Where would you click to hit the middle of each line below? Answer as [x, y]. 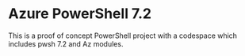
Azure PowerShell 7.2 [80, 14]
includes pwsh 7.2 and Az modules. [66, 43]
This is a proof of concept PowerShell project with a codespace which [123, 35]
